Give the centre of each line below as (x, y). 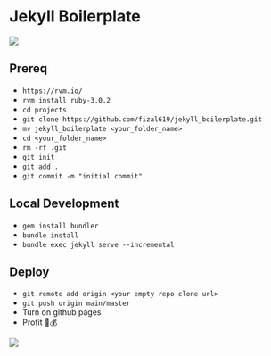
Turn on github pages (62, 312)
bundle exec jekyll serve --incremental (98, 244)
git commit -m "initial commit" (82, 176)
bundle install (50, 235)
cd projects (44, 110)
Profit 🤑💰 (40, 322)
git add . (41, 167)
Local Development (64, 204)
